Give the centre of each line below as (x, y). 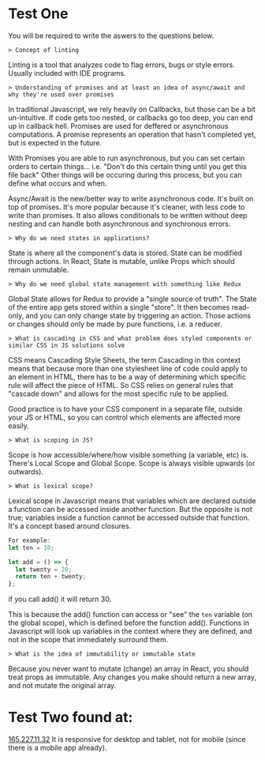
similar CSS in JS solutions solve (67, 345)
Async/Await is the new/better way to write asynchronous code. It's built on (131, 198)
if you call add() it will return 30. (60, 599)
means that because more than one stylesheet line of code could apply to (128, 368)
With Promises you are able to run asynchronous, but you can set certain (127, 158)
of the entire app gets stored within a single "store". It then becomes (119, 307)
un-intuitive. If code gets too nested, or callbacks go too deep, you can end (131, 117)
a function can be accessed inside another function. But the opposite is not (130, 509)
